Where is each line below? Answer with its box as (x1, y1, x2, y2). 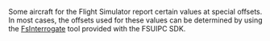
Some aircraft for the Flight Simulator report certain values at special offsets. (8, 7, 263, 16)
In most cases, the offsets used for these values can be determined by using (8, 15, 263, 25)
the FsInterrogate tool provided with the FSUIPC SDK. (8, 24, 186, 33)
